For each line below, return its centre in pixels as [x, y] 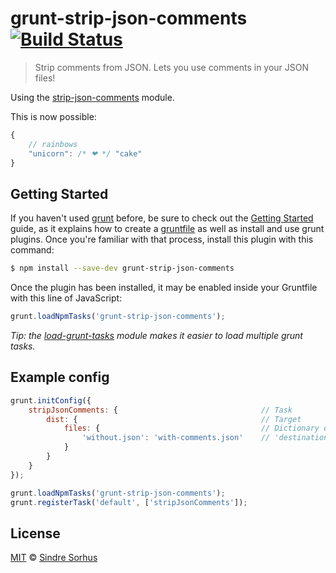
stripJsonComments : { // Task [160, 410]
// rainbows [53, 144]
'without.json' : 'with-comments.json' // [176, 438]
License [35, 533]
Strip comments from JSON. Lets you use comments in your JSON [172, 67]
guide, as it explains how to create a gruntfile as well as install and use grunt [167, 229]
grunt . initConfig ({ [51, 400]
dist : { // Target [174, 419]
